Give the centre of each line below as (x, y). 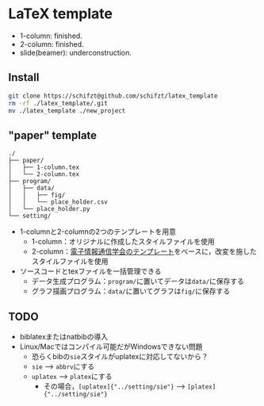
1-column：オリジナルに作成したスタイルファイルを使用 (123, 242)
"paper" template (53, 135)
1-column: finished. (51, 36)
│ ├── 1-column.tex (44, 167)
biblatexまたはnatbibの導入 (64, 337)
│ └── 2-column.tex (44, 174)
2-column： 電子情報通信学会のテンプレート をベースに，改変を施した (144, 251)
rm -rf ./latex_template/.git (58, 103)
